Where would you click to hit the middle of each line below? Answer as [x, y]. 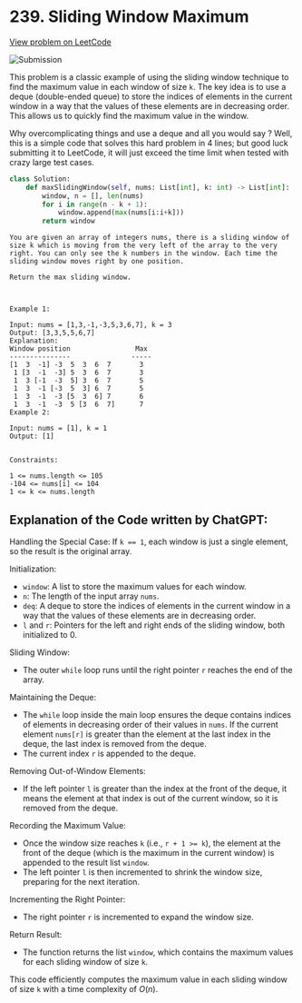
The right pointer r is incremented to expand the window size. [138, 917]
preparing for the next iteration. [81, 882]
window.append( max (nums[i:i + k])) [121, 213]
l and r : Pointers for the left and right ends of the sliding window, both [154, 625]
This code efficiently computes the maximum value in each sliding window [149, 979]
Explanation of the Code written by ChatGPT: [139, 520]
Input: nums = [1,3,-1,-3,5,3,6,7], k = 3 [91, 325]
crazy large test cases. [52, 162]
